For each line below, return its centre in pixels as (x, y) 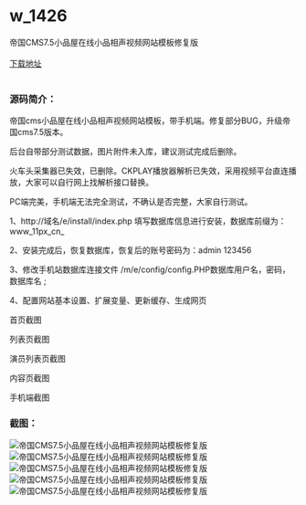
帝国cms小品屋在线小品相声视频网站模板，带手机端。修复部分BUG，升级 (146, 121)
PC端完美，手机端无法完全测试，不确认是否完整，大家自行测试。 (131, 202)
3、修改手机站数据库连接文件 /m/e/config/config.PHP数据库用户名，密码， (150, 269)
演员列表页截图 (37, 359)
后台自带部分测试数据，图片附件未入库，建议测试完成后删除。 (126, 152)
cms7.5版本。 (42, 132)
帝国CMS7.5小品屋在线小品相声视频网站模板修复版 (104, 42)
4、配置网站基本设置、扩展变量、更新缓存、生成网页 (108, 300)
